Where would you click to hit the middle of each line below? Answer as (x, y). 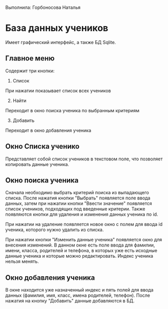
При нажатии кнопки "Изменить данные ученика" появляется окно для (84, 240)
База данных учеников (57, 28)
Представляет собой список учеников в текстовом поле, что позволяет (84, 159)
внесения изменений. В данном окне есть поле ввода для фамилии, (80, 245)
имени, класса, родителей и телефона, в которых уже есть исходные (81, 251)
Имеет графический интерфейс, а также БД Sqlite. (61, 42)
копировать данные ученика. (37, 164)
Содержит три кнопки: (30, 71)
